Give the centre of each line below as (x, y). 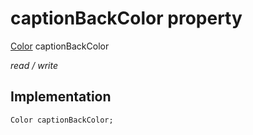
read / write (34, 65)
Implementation (61, 97)
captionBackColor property (126, 18)
